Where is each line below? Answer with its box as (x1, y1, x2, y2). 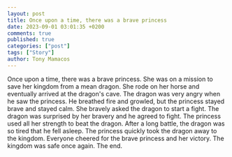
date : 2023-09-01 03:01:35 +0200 (7, 23, 105, 30)
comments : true (7, 29, 52, 37)
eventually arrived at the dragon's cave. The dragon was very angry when (7, 89, 221, 98)
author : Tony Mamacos (7, 56, 71, 63)
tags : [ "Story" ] (7, 50, 55, 57)
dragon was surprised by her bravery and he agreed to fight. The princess (7, 112, 222, 120)
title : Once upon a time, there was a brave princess (7, 17, 168, 24)
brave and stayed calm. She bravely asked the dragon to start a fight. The (7, 104, 219, 112)
